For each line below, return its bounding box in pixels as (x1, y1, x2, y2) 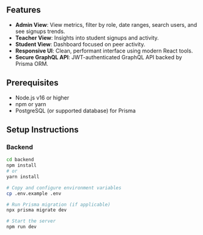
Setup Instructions (6, 125, 79, 135)
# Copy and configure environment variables (6, 184, 122, 191)
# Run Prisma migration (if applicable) (6, 201, 111, 208)
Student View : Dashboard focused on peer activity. (15, 40, 146, 48)
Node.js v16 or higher (15, 94, 69, 101)
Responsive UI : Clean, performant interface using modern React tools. (15, 47, 193, 54)
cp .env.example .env (6, 190, 62, 197)
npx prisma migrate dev (6, 207, 67, 213)
